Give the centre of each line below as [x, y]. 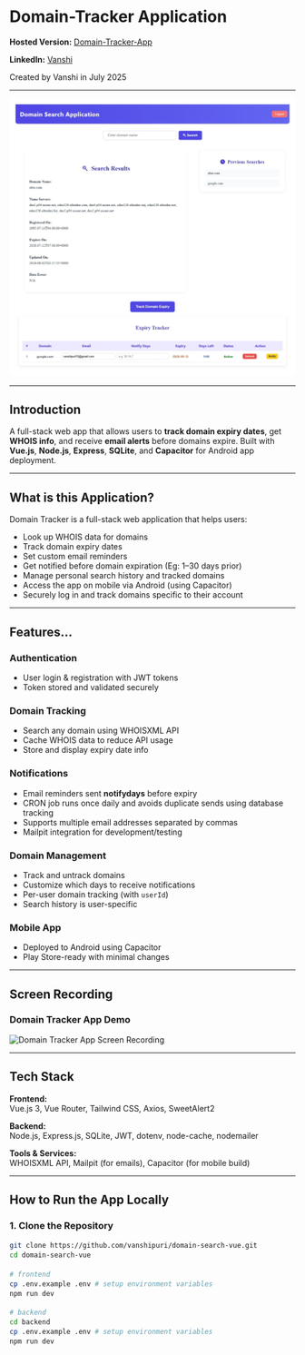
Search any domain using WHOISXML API [101, 731]
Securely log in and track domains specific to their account [133, 595]
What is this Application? [82, 497]
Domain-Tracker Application [118, 17]
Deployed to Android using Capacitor [92, 947]
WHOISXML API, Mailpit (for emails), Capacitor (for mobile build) [130, 1162]
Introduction [45, 410]
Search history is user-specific [80, 904]
